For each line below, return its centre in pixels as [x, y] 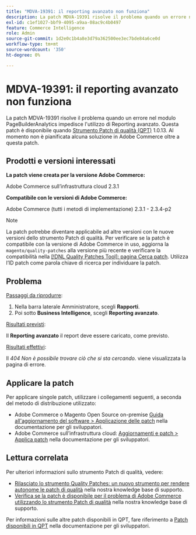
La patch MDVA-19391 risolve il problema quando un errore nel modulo [91, 118]
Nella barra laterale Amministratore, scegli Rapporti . [77, 307]
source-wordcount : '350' [36, 50]
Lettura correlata [37, 458]
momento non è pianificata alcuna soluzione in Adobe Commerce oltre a [93, 136]
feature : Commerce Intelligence [45, 28]
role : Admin [20, 33]
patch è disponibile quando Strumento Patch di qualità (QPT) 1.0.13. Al [90, 130]
